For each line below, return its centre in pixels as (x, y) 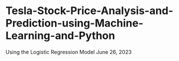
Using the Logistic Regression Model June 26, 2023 (69, 52)
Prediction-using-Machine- (74, 23)
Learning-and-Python (61, 36)
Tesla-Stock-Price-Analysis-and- (89, 11)
